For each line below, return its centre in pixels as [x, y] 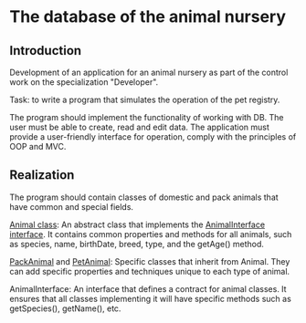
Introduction [46, 51]
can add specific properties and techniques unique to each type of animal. [150, 271]
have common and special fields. [72, 206]
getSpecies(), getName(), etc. [65, 308]
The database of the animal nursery [148, 17]
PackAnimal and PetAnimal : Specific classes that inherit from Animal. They [150, 261]
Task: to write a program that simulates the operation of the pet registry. [145, 99]
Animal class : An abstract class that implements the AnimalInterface [137, 224]
